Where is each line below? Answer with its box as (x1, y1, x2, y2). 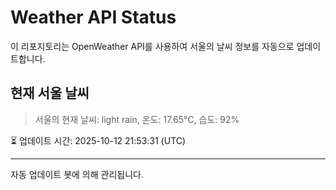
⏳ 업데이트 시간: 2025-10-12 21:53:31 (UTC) (10, 134, 187, 146)
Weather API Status (10, 6, 177, 29)
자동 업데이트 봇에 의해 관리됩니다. (10, 168, 144, 180)
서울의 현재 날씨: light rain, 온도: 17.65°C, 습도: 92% (34, 113, 240, 125)
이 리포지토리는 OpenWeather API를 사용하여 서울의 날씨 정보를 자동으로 (10, 40, 295, 52)
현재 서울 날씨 (10, 85, 90, 102)
